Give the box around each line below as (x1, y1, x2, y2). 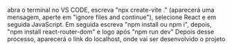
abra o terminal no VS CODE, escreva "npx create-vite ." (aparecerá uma (7, 6, 215, 14)
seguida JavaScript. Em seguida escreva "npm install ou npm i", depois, (7, 21, 213, 28)
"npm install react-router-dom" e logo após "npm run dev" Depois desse (7, 27, 215, 36)
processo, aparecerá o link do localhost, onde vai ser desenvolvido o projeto (7, 35, 226, 43)
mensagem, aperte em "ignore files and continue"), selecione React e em (7, 13, 217, 21)
